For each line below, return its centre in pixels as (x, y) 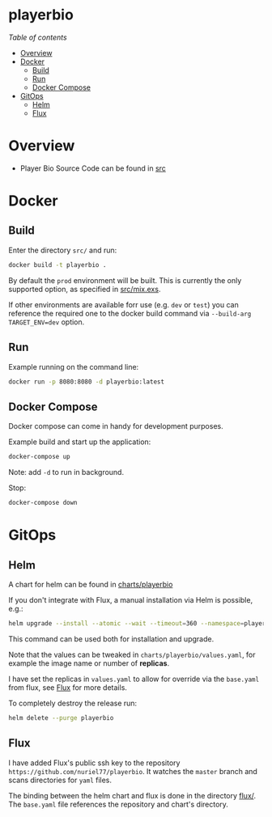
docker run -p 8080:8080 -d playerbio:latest (86, 382)
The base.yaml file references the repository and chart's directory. (119, 804)
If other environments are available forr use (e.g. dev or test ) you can (123, 304)
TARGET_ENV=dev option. (47, 322)
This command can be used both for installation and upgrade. (111, 639)
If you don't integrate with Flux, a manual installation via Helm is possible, (131, 600)
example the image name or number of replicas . (89, 663)
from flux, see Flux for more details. (68, 687)
